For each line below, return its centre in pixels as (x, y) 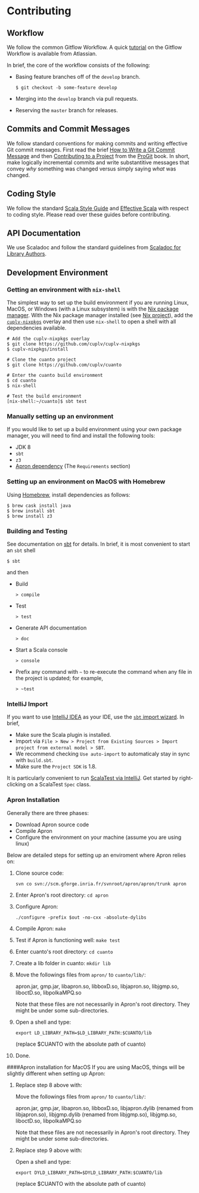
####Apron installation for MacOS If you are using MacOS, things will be (96, 1067)
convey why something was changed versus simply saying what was (91, 169)
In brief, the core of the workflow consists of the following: (79, 65)
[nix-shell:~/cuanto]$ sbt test (47, 402)
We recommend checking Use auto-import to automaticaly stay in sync (102, 754)
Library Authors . (27, 254)
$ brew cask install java (39, 506)
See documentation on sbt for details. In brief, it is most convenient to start (98, 544)
